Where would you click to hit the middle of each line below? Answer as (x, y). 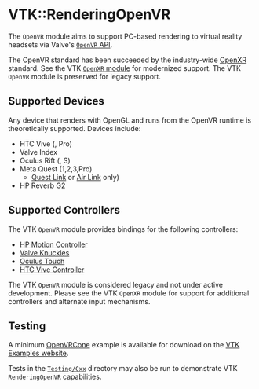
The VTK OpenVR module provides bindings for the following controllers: (123, 229)
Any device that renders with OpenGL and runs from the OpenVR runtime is (130, 120)
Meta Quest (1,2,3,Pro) (56, 169)
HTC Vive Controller (52, 270)
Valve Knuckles (44, 252)
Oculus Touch (42, 261)
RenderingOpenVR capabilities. (55, 377)
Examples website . (38, 353)
